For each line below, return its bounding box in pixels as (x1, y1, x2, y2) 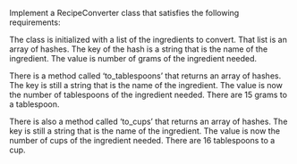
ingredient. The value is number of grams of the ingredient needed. (9, 53, 258, 63)
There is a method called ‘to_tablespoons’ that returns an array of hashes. (9, 70, 282, 81)
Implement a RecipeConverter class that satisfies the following (9, 8, 240, 18)
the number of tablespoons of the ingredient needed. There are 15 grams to (9, 89, 288, 100)
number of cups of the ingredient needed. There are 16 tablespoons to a (9, 135, 276, 145)
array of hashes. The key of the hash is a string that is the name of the (9, 44, 268, 54)
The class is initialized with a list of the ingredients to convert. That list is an (9, 35, 288, 45)
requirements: (9, 17, 61, 28)
